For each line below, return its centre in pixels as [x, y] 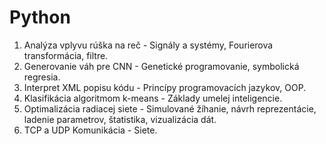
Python [40, 17]
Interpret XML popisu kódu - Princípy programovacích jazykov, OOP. [165, 87]
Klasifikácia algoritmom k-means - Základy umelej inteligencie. [153, 98]
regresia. [42, 77]
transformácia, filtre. [66, 55]
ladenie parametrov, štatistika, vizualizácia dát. [120, 119]
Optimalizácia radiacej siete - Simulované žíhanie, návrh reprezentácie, [170, 108]
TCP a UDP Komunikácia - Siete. [90, 130]
